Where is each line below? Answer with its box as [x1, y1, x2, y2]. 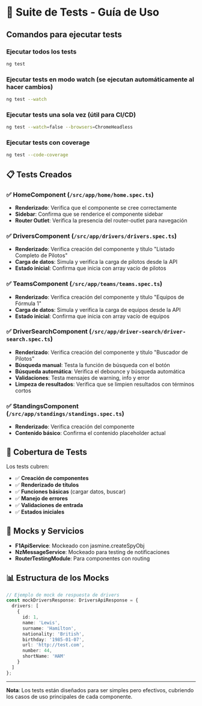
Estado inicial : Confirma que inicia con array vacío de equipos [14, 312, 170, 320]
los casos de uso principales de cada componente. [6, 693, 133, 700]
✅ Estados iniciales [14, 508, 65, 516]
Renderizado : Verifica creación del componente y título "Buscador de [14, 348, 188, 356]
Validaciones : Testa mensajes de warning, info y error [14, 374, 150, 381]
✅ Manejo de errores [14, 495, 68, 502]
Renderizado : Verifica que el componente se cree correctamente [14, 204, 177, 211]
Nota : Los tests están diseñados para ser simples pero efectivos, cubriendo [6, 686, 194, 693]
